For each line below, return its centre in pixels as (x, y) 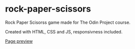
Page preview (19, 41)
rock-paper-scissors (48, 9)
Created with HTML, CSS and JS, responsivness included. (64, 32)
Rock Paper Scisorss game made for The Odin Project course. (68, 22)
